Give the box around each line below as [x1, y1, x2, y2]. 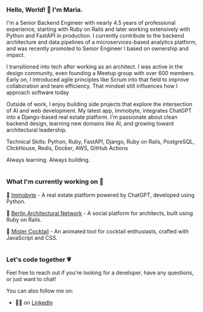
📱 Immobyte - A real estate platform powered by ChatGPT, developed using [6, 191, 195, 199]
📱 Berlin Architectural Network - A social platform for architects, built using [6, 209, 193, 217]
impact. [6, 51, 25, 59]
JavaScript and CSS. [6, 234, 58, 241]
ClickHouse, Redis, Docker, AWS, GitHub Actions [6, 145, 128, 152]
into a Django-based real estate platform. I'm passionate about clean [6, 113, 178, 121]
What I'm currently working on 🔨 [6, 178, 104, 186]
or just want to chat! [6, 276, 56, 283]
